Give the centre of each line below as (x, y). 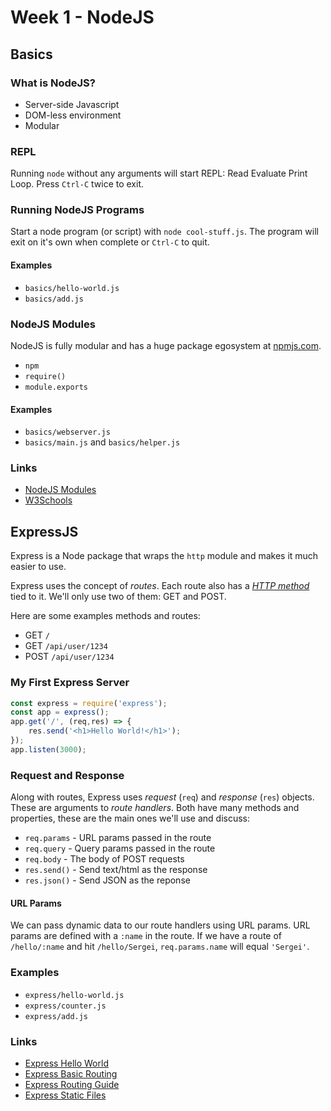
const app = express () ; (60, 712)
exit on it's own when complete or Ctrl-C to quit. (110, 242)
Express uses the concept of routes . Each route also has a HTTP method (160, 586)
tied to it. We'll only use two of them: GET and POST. (118, 597)
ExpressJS (44, 531)
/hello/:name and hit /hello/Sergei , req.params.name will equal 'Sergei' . (160, 947)
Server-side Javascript (72, 104)
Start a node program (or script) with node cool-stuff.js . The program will (164, 232)
